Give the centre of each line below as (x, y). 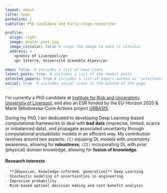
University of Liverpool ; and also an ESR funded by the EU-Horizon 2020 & (82, 103)
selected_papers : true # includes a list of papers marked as (71, 79)
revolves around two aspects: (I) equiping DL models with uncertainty (78, 139)
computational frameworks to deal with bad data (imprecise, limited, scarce (83, 123)
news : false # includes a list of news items (54, 70)
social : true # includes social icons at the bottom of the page (75, 84)
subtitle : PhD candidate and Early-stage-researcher (61, 24)
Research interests (25, 161)
